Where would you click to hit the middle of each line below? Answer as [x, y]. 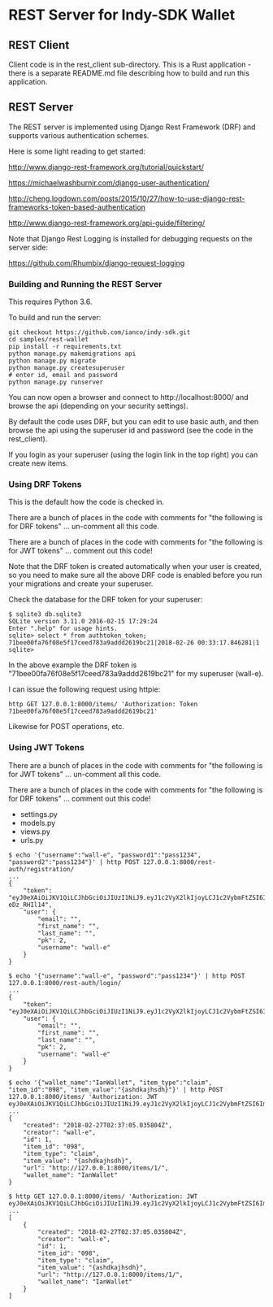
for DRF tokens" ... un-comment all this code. [84, 527]
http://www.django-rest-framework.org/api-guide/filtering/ [107, 223]
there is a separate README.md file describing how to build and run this [129, 73]
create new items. [38, 463]
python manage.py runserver [56, 382]
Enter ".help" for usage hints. [63, 629]
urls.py [32, 840]
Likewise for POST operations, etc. [66, 727]
